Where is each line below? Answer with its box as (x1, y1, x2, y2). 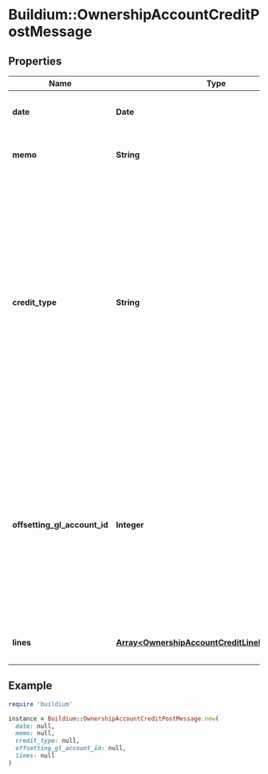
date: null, (15, 722, 56, 730)
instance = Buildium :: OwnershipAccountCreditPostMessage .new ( (8, 714, 219, 723)
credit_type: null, (15, 736, 81, 745)
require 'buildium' (8, 700, 73, 708)
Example (8, 679, 53, 693)
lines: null (15, 752, 56, 760)
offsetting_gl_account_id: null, (15, 744, 127, 752)
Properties (8, 54, 62, 68)
